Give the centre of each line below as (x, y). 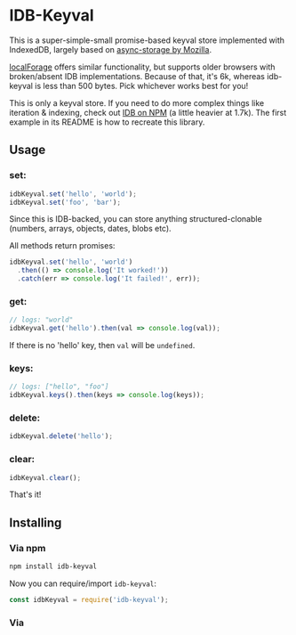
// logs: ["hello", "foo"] (59, 387)
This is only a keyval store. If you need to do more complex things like (137, 102)
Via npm (28, 548)
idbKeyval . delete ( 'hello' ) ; (61, 436)
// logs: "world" (41, 320)
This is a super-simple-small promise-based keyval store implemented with (147, 40)
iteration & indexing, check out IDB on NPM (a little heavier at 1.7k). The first (148, 112)
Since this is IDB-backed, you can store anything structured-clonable (136, 219)
